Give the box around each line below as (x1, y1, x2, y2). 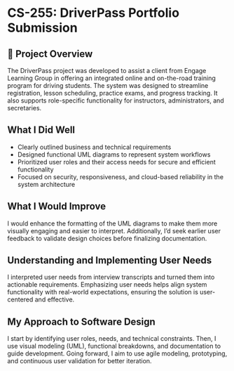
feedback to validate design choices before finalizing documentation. (7, 234, 207, 242)
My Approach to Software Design (7, 315, 156, 327)
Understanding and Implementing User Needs (7, 254, 212, 266)
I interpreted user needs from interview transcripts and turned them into (7, 273, 215, 282)
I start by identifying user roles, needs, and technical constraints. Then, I (7, 334, 216, 343)
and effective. (34, 295, 75, 304)
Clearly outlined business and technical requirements (17, 143, 172, 151)
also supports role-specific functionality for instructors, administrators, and (7, 96, 224, 105)
